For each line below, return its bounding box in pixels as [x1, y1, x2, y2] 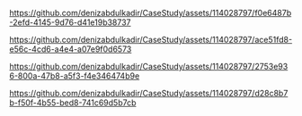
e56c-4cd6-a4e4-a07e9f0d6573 [9, 44, 132, 54]
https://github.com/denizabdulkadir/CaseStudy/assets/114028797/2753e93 [9, 62, 289, 71]
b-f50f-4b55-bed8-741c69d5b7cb [9, 97, 137, 108]
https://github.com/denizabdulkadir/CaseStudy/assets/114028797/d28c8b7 [9, 88, 289, 98]
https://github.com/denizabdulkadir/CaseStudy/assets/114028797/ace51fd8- [9, 35, 293, 45]
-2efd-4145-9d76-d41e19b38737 [9, 17, 132, 28]
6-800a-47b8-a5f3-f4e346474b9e [9, 70, 140, 81]
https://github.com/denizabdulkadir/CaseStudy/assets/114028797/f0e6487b [9, 8, 292, 18]
